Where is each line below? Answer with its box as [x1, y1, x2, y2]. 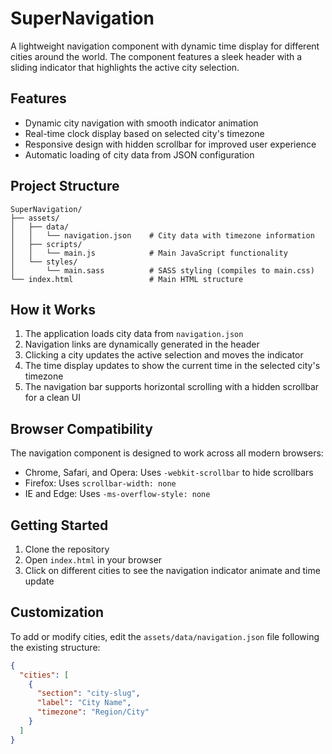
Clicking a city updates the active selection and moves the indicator [24, 349, 304, 361]
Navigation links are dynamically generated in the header [24, 338, 260, 351]
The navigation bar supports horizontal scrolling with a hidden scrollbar [24, 381, 320, 393]
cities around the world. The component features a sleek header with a [10, 50, 303, 62]
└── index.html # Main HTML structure [10, 274, 244, 284]
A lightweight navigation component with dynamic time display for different [10, 40, 320, 52]
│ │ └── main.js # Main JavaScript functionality [10, 248, 288, 258]
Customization [10, 604, 105, 621]
